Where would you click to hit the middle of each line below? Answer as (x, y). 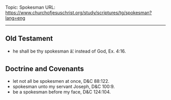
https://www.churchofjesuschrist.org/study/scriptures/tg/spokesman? (79, 13)
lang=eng (15, 18)
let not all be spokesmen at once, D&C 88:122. (61, 81)
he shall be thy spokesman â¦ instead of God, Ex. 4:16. (69, 51)
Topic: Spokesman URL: (30, 7)
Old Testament (29, 39)
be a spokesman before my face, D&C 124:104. (62, 92)
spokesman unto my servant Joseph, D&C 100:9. (64, 86)
